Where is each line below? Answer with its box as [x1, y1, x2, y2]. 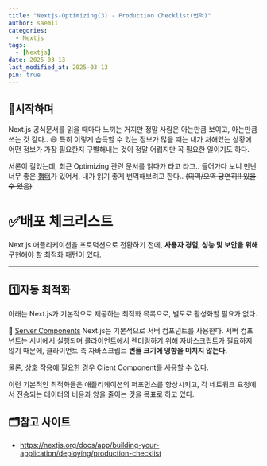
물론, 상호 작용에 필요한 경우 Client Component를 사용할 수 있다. [8, 363, 209, 372]
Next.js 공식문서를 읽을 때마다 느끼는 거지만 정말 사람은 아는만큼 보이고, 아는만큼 [8, 125, 258, 134]
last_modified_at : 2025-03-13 [8, 64, 109, 72]
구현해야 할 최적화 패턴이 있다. [8, 250, 102, 259]
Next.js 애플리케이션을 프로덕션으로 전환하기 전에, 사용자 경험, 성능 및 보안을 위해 [8, 240, 258, 250]
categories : [8, 26, 48, 34]
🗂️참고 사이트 [8, 415, 71, 429]
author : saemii [8, 19, 59, 27]
